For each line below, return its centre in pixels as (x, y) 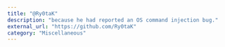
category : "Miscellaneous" (47, 33)
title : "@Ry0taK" (33, 13)
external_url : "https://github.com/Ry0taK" (72, 26)
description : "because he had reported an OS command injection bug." (113, 20)
